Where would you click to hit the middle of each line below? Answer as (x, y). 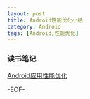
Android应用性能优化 (37, 75)
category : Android (34, 26)
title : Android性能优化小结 (45, 20)
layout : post (26, 14)
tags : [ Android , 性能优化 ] (43, 33)
